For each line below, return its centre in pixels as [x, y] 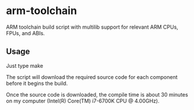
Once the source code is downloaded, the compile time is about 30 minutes [97, 94]
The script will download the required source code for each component [92, 77]
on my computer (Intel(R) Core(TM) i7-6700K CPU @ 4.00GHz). [83, 101]
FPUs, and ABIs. [25, 33]
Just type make [25, 66]
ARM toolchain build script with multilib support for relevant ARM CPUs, [92, 27]
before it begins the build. [37, 83]
